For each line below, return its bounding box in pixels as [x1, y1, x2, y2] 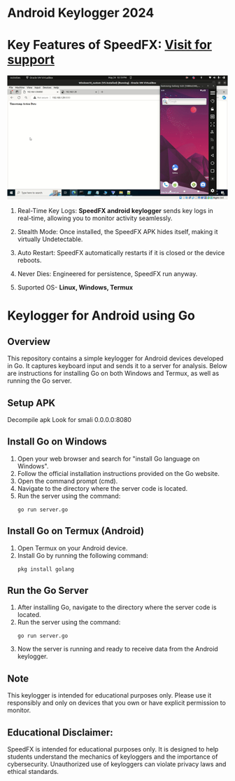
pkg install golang [17, 566, 75, 573]
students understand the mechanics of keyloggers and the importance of [7, 752, 218, 761]
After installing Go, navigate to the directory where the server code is [17, 603, 217, 611]
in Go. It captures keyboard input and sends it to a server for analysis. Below [7, 362, 227, 370]
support [7, 52, 55, 68]
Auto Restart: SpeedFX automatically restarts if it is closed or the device [17, 249, 225, 257]
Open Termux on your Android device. [17, 543, 128, 552]
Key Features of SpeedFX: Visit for [7, 37, 212, 53]
